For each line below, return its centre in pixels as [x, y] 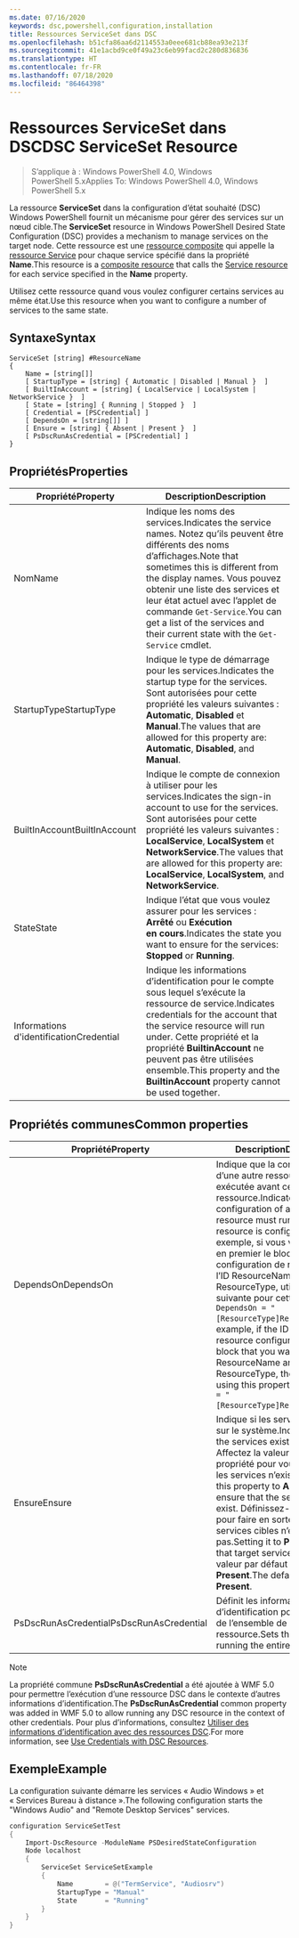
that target [238, 1553]
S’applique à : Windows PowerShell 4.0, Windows [121, 171]
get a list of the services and [205, 623]
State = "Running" [103, 1901]
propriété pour [246, 1464]
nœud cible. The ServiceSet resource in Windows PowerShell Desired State [147, 226]
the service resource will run [205, 1026]
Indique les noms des [190, 511]
